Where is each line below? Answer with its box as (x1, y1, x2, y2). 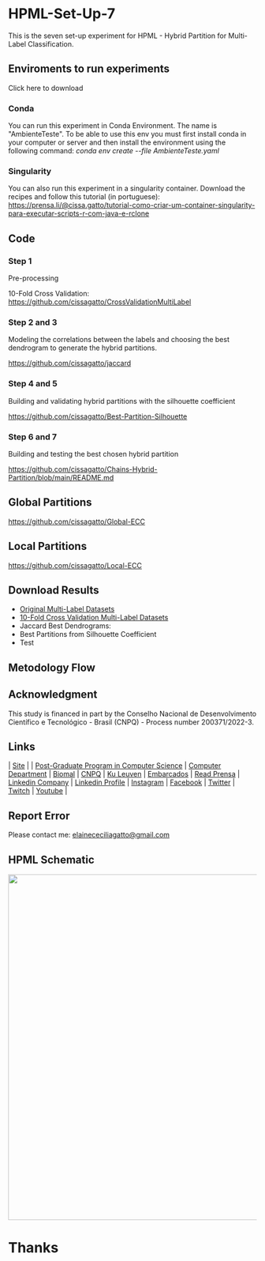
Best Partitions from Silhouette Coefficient (19, 630, 157, 639)
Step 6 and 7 (8, 431, 58, 442)
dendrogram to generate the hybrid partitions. (8, 343, 158, 352)
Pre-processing (8, 273, 59, 283)
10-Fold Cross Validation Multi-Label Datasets (19, 613, 169, 623)
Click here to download (8, 83, 84, 92)
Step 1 (8, 255, 32, 266)
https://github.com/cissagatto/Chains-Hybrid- (8, 464, 158, 474)
